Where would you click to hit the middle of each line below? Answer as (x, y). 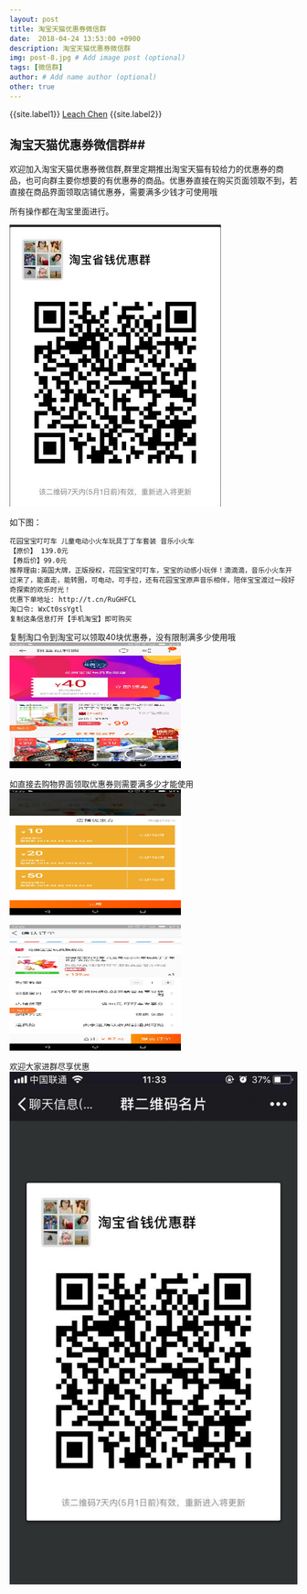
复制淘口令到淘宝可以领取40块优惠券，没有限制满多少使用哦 (122, 637)
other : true (32, 87)
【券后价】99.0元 (38, 561)
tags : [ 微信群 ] (37, 68)
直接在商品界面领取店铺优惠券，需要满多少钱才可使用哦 (113, 191)
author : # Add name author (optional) (83, 78)
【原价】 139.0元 (39, 551)
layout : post (34, 19)
